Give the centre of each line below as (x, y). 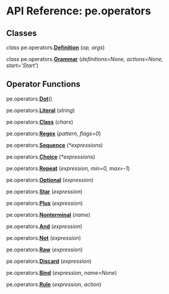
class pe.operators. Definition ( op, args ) (55, 47)
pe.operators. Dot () (29, 98)
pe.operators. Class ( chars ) (40, 122)
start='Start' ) (22, 65)
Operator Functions (43, 84)
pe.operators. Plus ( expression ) (45, 203)
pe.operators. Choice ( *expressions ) (51, 156)
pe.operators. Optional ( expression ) (50, 180)
